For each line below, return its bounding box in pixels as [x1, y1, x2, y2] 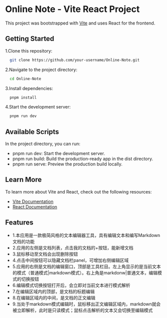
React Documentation [12, 203, 57, 209]
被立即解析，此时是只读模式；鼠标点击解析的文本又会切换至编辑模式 [12, 307, 153, 313]
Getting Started [5, 34, 54, 43]
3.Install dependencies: [5, 85, 53, 91]
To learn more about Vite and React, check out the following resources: [5, 188, 152, 194]
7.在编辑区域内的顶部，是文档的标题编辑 [12, 288, 95, 294]
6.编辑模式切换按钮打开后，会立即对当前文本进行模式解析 [12, 282, 131, 288]
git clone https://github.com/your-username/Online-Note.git [9, 57, 140, 62]
